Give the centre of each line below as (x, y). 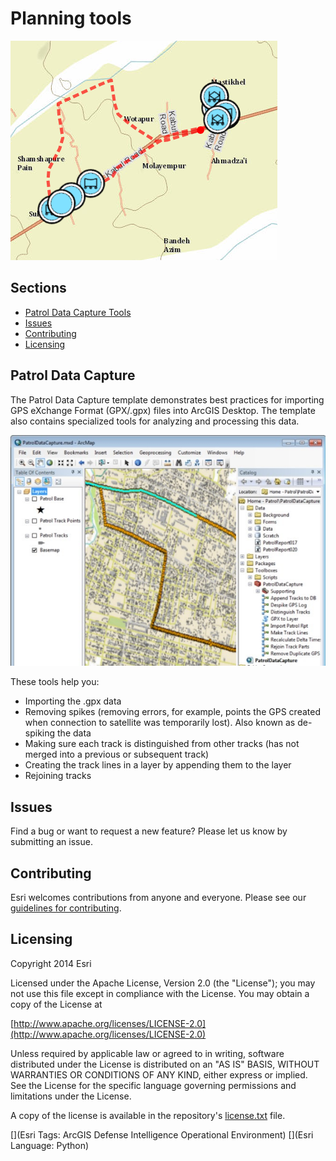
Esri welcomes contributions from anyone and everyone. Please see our (158, 898)
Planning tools (71, 18)
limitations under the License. (71, 1096)
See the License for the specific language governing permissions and (153, 1085)
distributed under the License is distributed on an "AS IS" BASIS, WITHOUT (165, 1064)
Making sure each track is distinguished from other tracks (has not (162, 744)
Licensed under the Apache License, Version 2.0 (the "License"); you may (163, 983)
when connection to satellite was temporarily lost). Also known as (160, 723)
